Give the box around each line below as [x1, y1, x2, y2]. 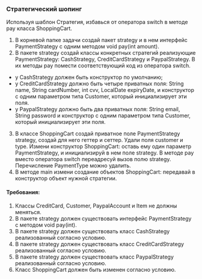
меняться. [14, 208, 42, 215]
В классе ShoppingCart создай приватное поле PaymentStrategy [14, 130, 180, 137]
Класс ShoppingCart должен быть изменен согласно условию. [14, 266, 176, 273]
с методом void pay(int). [14, 221, 77, 228]
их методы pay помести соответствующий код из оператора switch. [14, 62, 191, 69]
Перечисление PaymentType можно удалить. [14, 162, 131, 170]
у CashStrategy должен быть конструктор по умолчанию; [14, 74, 164, 81]
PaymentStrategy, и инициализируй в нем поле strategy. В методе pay [14, 149, 194, 156]
